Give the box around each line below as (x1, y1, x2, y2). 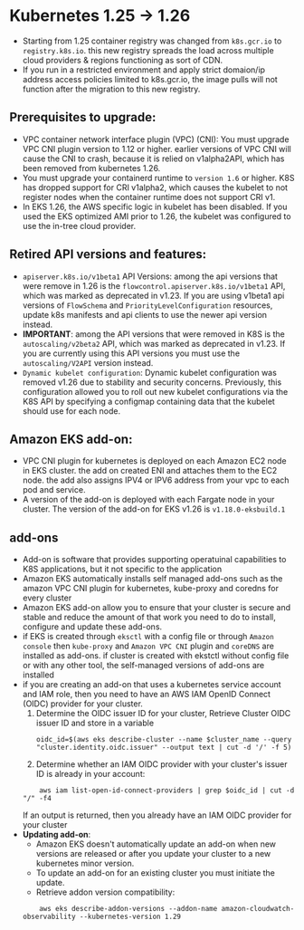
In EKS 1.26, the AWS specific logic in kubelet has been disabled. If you (22, 201, 288, 212)
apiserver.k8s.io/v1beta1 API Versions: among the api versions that (22, 271, 279, 282)
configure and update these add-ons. (22, 621, 163, 632)
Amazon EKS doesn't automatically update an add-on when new (35, 839, 277, 849)
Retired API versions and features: (9, 246, 207, 263)
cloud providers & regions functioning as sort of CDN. (22, 54, 223, 65)
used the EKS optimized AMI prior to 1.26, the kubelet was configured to (22, 210, 291, 222)
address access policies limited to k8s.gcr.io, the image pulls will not (22, 73, 278, 84)
